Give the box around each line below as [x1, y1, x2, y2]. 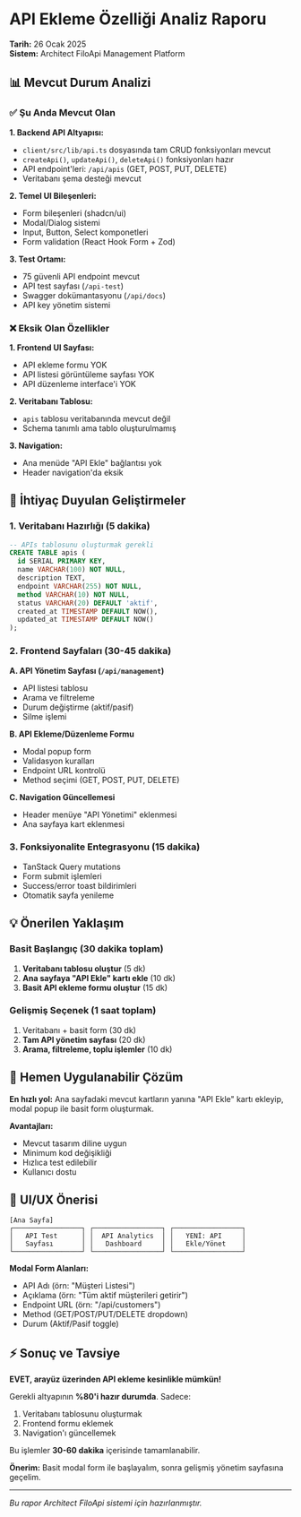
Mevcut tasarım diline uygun [21, 1138, 127, 1149]
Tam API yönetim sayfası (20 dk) [21, 1034, 146, 1045]
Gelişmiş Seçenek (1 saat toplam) [9, 1004, 157, 1017]
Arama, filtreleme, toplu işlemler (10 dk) [21, 1044, 173, 1055]
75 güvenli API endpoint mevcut [21, 271, 141, 281]
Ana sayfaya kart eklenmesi [21, 818, 125, 829]
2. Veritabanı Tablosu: [9, 395, 93, 407]
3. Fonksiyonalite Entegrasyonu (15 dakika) [9, 840, 201, 853]
